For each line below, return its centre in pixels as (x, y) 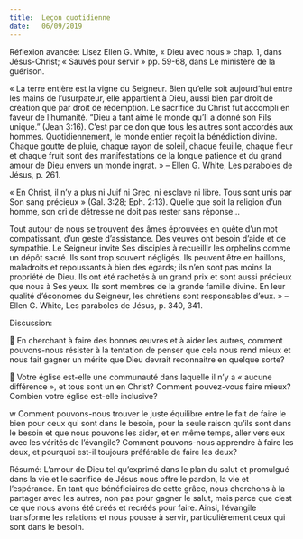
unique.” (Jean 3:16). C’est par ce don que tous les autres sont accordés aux (151, 126)
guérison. (27, 71)
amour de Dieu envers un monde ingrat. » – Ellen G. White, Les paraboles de (151, 165)
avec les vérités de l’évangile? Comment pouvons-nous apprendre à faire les (151, 442)
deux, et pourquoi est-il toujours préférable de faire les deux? (123, 452)
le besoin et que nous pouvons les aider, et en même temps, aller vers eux (147, 433)
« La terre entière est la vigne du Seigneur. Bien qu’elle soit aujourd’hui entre (151, 88)
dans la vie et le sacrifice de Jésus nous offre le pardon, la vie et (129, 479)
